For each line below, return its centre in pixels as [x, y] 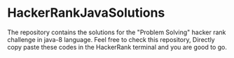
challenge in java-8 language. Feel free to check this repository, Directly [111, 39]
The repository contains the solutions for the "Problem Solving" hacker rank [117, 32]
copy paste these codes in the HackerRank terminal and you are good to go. [117, 47]
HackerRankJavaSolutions [86, 13]
